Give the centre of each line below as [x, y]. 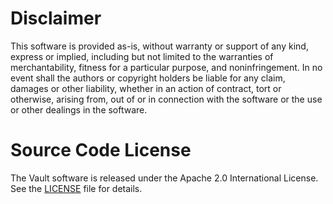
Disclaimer [56, 18]
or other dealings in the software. [79, 109]
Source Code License [101, 150]
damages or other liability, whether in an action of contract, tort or [146, 88]
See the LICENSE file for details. [76, 188]
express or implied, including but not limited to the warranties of [142, 56]
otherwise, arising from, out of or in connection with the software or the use [166, 99]
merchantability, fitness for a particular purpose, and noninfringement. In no [166, 67]
